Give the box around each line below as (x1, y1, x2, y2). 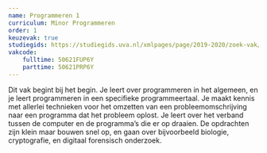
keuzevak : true (8, 33, 59, 42)
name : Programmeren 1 (8, 11, 80, 20)
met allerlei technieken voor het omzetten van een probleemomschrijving (8, 101, 248, 111)
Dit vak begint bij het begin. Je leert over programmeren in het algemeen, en (8, 85, 258, 94)
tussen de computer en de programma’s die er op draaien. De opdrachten (8, 118, 250, 128)
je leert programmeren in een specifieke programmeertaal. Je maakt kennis (8, 93, 255, 103)
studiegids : (8, 41, 48, 49)
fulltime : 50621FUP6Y (22, 56, 94, 64)
